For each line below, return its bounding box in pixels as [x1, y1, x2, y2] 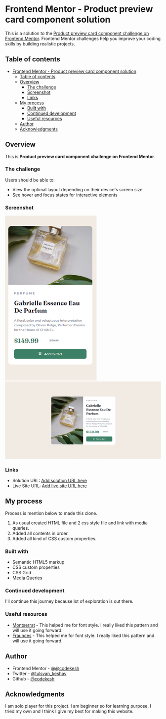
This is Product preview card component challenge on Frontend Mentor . [5, 153, 156, 159]
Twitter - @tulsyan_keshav [12, 671, 67, 677]
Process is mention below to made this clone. [5, 510, 98, 516]
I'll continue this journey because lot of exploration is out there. [5, 598, 134, 604]
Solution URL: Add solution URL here [12, 477, 87, 483]
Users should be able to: [5, 177, 55, 183]
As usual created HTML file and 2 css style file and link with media [12, 520, 148, 526]
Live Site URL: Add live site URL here [12, 483, 87, 489]
